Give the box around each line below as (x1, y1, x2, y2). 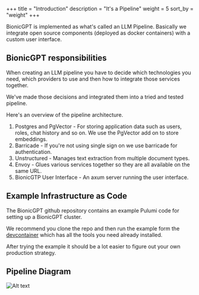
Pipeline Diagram (6, 266, 71, 277)
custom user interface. (6, 36, 62, 42)
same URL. (14, 167, 42, 174)
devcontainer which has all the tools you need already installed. (6, 231, 163, 238)
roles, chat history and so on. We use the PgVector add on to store (14, 129, 179, 136)
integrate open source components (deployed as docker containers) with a (6, 29, 191, 37)
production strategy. (6, 249, 57, 256)
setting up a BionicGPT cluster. (6, 213, 82, 220)
